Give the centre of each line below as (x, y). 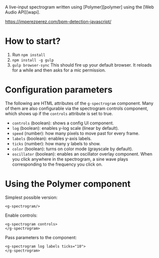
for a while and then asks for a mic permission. (59, 70)
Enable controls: (21, 215)
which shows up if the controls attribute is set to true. (59, 113)
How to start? (33, 41)
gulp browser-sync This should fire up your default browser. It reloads (82, 65)
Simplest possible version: (31, 197)
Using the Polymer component (68, 184)
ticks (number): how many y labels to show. (56, 143)
